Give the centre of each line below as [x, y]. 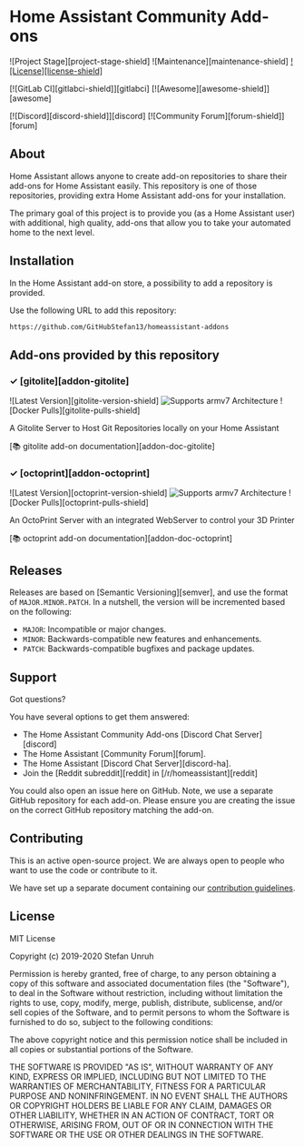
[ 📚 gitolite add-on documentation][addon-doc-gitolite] [112, 447]
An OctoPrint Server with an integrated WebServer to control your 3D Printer [152, 520]
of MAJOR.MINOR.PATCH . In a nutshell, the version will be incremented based [147, 602]
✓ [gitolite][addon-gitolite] [69, 381]
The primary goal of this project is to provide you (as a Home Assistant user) [152, 213]
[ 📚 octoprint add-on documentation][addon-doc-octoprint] [121, 538]
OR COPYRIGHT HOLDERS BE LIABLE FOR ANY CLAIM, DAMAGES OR [141, 1105]
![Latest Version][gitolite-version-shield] [84, 401]
